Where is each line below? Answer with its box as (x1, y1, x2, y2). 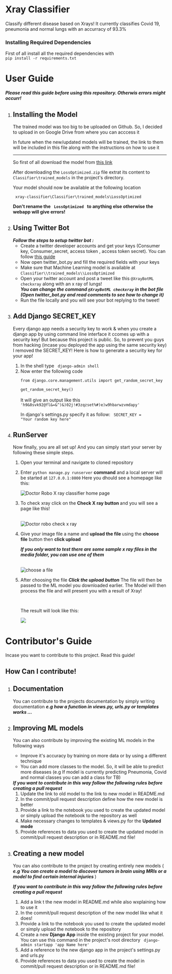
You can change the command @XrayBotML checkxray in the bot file (20, 286, 164, 292)
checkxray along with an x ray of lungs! (20, 281, 102, 287)
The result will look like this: (20, 608, 79, 614)
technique (20, 758, 42, 764)
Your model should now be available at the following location (12, 184, 141, 190)
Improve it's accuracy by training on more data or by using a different (20, 753, 167, 759)
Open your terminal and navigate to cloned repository (20, 459, 134, 465)
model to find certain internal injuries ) (12, 874, 97, 880)
